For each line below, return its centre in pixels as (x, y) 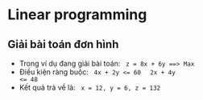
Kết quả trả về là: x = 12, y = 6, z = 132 (90, 87)
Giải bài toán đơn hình (63, 44)
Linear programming (77, 15)
